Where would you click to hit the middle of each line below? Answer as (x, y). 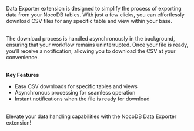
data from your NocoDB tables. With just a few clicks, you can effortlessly (96, 15)
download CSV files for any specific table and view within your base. (89, 21)
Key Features (23, 75)
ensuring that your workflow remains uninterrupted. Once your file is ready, (97, 45)
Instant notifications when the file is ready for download (82, 99)
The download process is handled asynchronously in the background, (91, 38)
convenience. (23, 57)
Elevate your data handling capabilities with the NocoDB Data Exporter (91, 116)
